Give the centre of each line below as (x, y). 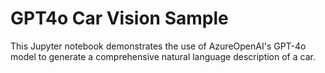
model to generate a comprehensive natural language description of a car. (163, 56)
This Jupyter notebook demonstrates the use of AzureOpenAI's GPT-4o (158, 46)
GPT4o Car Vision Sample (119, 18)
